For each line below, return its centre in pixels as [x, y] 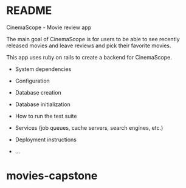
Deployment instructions [46, 139]
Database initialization [43, 104]
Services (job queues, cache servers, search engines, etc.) [89, 127]
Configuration [32, 81]
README [29, 11]
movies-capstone [52, 176]
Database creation [38, 92]
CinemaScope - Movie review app [49, 27]
